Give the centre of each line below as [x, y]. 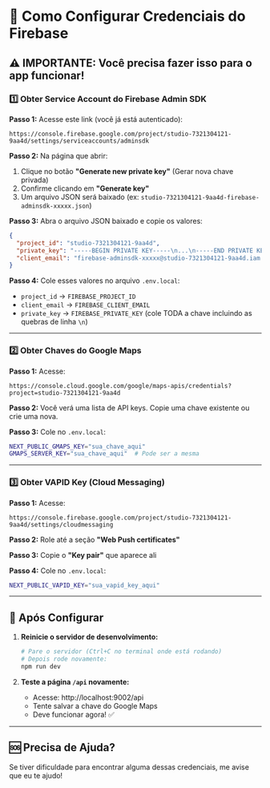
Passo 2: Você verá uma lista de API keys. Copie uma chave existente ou [129, 407]
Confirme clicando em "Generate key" [85, 188]
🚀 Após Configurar [56, 618]
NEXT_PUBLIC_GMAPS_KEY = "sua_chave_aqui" [78, 447]
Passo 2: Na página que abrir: [58, 156]
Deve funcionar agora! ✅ [73, 714]
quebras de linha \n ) [54, 322]
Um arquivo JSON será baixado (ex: [80, 196]
